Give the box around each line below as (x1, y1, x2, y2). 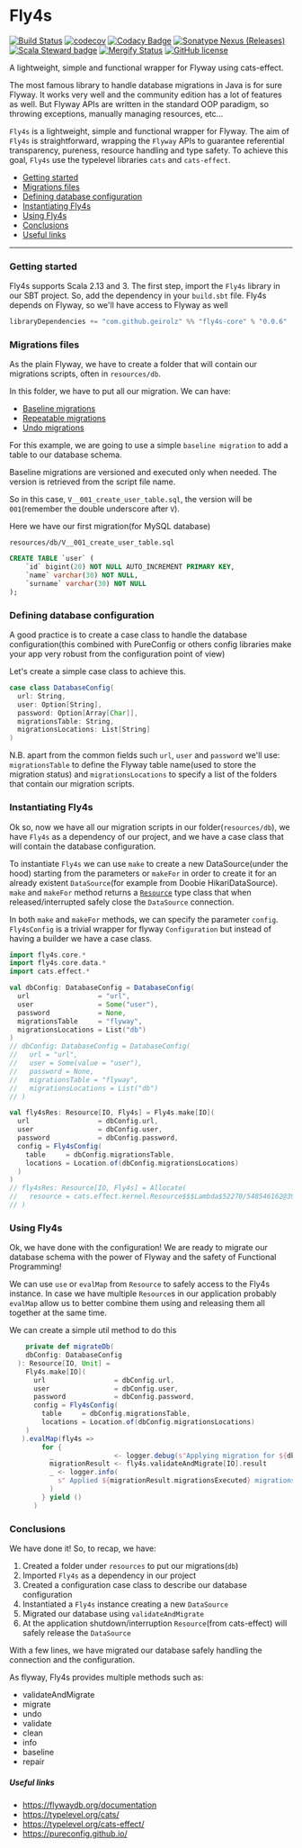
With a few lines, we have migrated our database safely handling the (9, 1645, 262, 1655)
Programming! (9, 1261, 62, 1272)
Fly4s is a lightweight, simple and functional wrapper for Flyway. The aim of (9, 125, 290, 136)
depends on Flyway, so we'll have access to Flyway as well (9, 300, 228, 311)
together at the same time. (9, 1307, 108, 1319)
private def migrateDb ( (25, 1342, 115, 1351)
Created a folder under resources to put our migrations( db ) (22, 1560, 239, 1571)
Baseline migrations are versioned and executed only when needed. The (9, 467, 277, 478)
